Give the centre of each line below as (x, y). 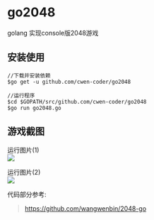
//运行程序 (21, 95)
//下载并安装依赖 (29, 75)
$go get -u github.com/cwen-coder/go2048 (69, 82)
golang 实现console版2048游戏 (53, 33)
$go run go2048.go (34, 108)
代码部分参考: (27, 194)
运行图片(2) (24, 172)
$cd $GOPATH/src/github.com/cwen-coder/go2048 (77, 101)
